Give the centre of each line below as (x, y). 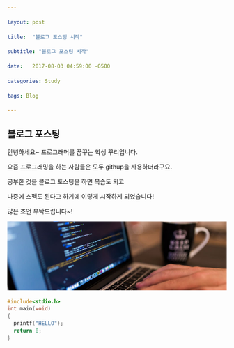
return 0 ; (28, 331)
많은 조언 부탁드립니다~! (40, 211)
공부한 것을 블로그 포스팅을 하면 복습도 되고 (66, 181)
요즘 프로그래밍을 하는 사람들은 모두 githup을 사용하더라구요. (90, 167)
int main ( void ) (29, 309)
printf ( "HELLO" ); (39, 324)
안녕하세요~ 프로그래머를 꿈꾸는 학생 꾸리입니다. (72, 152)
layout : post (26, 22)
